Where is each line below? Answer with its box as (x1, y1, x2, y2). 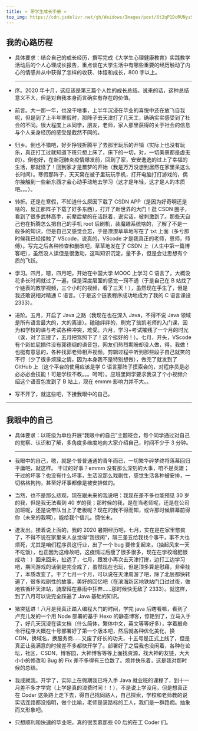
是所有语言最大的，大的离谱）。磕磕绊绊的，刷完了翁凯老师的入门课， (14, 319, 183, 326)
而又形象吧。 (14, 706, 46, 713)
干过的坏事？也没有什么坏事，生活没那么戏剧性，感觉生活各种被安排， (14, 472, 186, 479)
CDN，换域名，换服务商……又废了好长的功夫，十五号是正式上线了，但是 (14, 635, 190, 642)
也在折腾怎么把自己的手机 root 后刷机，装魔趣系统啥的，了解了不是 (19, 220, 183, 228)
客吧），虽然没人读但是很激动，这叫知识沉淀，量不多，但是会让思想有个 (14, 250, 188, 257)
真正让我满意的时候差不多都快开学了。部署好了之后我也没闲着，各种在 (14, 642, 186, 649)
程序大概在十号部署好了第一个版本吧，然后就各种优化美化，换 (25, 627, 175, 634)
